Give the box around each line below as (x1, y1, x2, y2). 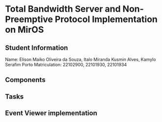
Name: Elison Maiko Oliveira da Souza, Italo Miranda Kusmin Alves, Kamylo (5, 57, 156, 62)
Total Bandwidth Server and (5, 3, 121, 15)
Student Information (5, 43, 69, 52)
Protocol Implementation (54, 14, 158, 25)
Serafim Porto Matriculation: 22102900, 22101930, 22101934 (5, 62, 127, 67)
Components (5, 76, 46, 84)
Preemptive (5, 14, 53, 25)
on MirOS (5, 24, 44, 35)
